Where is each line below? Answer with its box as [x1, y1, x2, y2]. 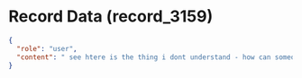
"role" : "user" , [16, 44, 78, 53]
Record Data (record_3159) [8, 6, 214, 27]
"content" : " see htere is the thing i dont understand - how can [16, 52, 271, 62]
